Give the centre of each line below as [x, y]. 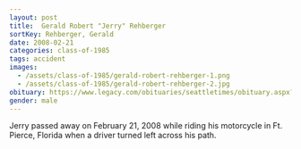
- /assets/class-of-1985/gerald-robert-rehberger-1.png [124, 76]
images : [24, 68]
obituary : [28, 92]
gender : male [34, 100]
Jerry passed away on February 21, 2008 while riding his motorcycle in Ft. [146, 126]
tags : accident [38, 59]
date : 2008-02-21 [42, 42]
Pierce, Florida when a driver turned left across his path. [113, 136]
